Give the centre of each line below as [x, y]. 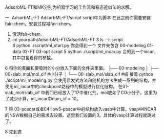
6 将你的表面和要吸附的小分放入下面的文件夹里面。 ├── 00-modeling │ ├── [82, 68]
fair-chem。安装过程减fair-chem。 [40, 24]
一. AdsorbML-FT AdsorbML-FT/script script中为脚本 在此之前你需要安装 [78, 18]
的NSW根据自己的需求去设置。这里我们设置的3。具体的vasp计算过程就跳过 [81, 115]
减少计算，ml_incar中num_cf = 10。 [45, 99]
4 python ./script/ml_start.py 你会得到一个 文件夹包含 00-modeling [79, 45]
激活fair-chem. [27, 34]
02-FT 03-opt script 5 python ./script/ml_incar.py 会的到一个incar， [90, 51]
